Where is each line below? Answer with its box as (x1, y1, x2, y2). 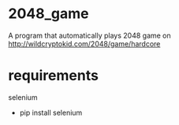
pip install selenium (19, 108, 83, 117)
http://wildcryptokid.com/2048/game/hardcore (8, 39, 161, 48)
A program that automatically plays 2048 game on (8, 31, 171, 40)
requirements (8, 67, 99, 85)
